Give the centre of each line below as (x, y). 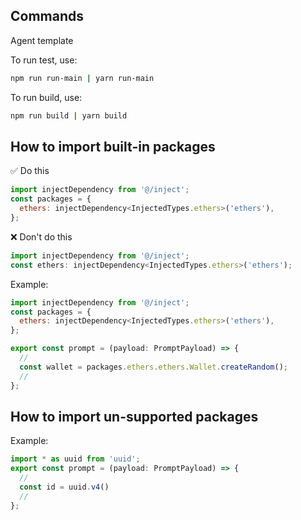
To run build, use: (46, 97)
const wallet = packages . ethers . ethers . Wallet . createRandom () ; (153, 367)
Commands (47, 16)
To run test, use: (44, 60)
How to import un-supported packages (134, 416)
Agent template (42, 40)
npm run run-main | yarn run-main (82, 78)
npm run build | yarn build (69, 115)
